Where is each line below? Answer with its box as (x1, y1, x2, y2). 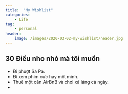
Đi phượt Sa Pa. (12, 68, 45, 74)
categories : (5, 12, 30, 17)
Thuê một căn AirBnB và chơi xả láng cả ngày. (12, 79, 109, 85)
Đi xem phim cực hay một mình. (12, 73, 79, 79)
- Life (14, 17, 28, 22)
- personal (14, 26, 37, 32)
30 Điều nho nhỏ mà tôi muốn (5, 54, 100, 64)
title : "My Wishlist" (5, 7, 53, 13)
